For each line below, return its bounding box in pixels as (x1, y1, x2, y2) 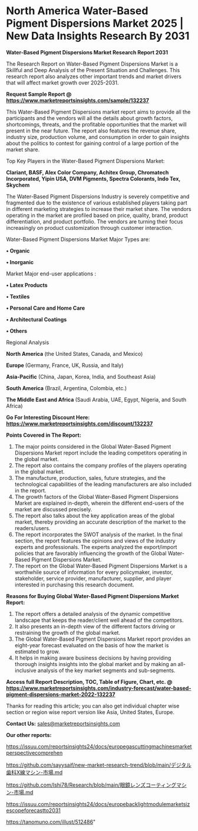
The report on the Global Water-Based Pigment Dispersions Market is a (14, 562, 187, 569)
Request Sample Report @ (6, 90, 72, 98)
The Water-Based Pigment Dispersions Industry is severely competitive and (6, 193, 190, 200)
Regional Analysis (6, 339, 49, 346)
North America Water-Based (6, 4, 148, 18)
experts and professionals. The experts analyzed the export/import (14, 543, 177, 550)
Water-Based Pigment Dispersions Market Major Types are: (6, 235, 150, 243)
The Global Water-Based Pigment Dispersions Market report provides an (14, 635, 191, 642)
